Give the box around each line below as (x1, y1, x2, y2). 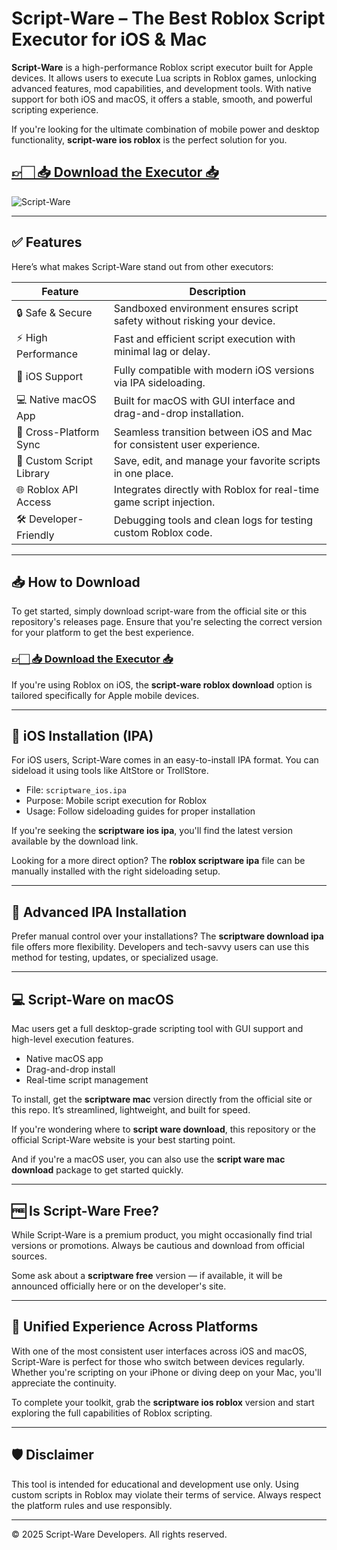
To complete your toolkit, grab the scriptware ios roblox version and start (11, 1396, 315, 1408)
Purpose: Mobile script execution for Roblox (25, 795, 208, 807)
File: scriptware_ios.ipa (25, 784, 127, 796)
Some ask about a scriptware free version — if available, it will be (11, 1269, 283, 1281)
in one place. (113, 466, 174, 480)
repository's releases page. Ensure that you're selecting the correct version (11, 616, 323, 628)
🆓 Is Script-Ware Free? (11, 1202, 160, 1219)
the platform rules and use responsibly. (11, 1499, 173, 1511)
